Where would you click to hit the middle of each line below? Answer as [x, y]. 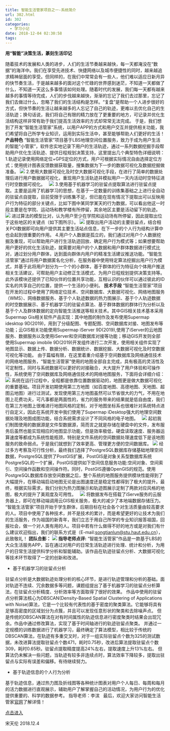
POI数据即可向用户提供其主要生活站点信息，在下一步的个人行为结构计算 [84, 228]
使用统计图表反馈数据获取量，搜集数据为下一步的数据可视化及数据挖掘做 [89, 165]
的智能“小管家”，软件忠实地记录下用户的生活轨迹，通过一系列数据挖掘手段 [83, 146]
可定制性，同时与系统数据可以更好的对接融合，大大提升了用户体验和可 [78, 368]
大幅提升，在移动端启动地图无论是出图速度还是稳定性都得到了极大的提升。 [83, 481]
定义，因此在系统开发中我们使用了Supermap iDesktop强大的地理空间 [86, 412]
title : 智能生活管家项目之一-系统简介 [41, 10]
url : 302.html [20, 15]
